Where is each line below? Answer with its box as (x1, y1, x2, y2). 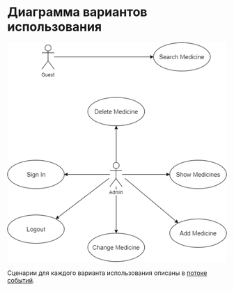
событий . (7, 276, 35, 284)
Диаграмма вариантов (7, 4, 148, 20)
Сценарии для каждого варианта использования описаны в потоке (7, 269, 208, 277)
